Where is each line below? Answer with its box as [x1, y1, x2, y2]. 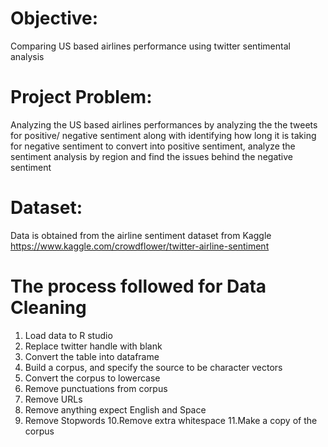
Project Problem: [10, 86, 153, 109]
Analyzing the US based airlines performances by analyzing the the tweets [10, 118, 318, 131]
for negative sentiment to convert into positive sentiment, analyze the [10, 140, 296, 152]
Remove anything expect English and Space [24, 403, 207, 416]
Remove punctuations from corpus [24, 382, 168, 394]
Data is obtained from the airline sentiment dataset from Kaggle [10, 229, 272, 241]
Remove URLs [24, 393, 83, 405]
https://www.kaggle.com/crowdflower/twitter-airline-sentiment [10, 240, 270, 252]
